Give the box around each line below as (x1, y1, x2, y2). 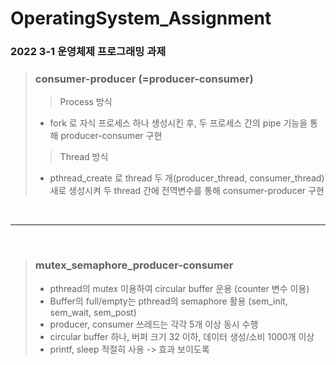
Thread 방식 (59, 151, 109, 163)
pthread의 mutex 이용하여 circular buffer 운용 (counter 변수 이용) (49, 282, 310, 294)
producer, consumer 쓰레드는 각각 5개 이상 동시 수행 (49, 318, 259, 330)
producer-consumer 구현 (60, 130, 163, 142)
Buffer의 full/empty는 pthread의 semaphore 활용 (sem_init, (49, 295, 288, 307)
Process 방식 (59, 96, 113, 108)
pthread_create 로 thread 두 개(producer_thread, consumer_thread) (49, 172, 325, 184)
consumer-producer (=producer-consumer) (34, 72, 254, 86)
